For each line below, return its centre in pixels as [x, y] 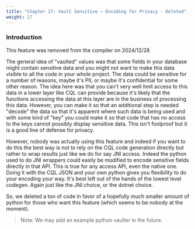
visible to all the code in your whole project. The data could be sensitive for [96, 74]
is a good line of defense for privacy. [50, 130]
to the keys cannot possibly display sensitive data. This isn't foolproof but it [97, 124]
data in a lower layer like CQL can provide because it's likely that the [88, 93]
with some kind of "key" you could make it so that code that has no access [96, 117]
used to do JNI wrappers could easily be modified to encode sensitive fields [97, 160]
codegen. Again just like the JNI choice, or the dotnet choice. [80, 184]
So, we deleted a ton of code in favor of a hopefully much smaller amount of [98, 196]
